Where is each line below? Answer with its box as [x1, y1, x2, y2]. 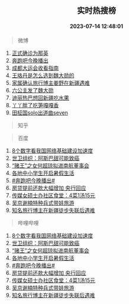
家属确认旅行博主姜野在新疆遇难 [11, 79, 90, 86]
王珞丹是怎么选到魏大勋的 [11, 72, 75, 79]
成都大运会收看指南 [11, 64, 59, 72]
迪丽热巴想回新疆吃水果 [11, 94, 69, 101]
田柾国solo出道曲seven [11, 109, 68, 116]
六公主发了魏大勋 [11, 86, 54, 94]
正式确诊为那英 [11, 49, 49, 57]
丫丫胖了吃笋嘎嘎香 [11, 101, 59, 108]
